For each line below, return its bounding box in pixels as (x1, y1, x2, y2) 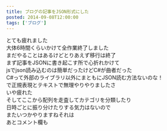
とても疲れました (6, 37, 48, 44)
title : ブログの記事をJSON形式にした (6, 8, 89, 15)
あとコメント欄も (6, 118, 48, 126)
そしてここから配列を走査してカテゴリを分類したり (6, 96, 132, 104)
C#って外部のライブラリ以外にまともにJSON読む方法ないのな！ (6, 74, 163, 81)
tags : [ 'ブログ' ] (6, 20, 47, 26)
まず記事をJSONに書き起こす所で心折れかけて (6, 59, 120, 66)
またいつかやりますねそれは (6, 111, 75, 118)
